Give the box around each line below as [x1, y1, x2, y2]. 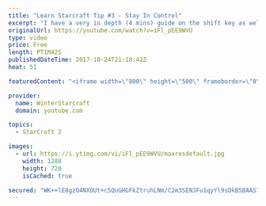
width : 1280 [22, 157, 62, 165]
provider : [8, 92, 41, 100]
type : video [8, 33, 47, 42]
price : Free [8, 41, 47, 49]
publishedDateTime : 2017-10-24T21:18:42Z [8, 56, 147, 64]
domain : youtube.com [15, 106, 83, 115]
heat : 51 [8, 63, 37, 71]
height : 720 [22, 164, 62, 173]
